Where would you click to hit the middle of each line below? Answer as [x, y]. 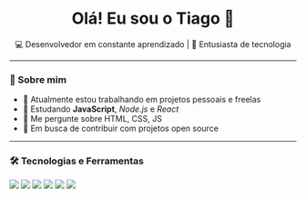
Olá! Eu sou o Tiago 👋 [153, 19]
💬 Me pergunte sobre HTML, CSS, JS [92, 119]
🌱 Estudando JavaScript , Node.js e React [101, 109]
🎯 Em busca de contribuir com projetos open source [120, 129]
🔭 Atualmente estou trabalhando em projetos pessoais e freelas [142, 100]
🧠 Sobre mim [38, 79]
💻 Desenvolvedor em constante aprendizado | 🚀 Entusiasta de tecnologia [153, 44]
